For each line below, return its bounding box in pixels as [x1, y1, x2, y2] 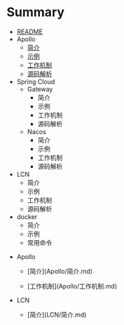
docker [16, 212, 38, 221]
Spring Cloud [16, 77, 55, 86]
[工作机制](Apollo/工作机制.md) [27, 281, 117, 290]
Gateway [27, 85, 53, 93]
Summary [6, 4, 64, 20]
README [16, 27, 43, 36]
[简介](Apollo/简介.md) [27, 267, 92, 275]
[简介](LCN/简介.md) [27, 310, 87, 319]
